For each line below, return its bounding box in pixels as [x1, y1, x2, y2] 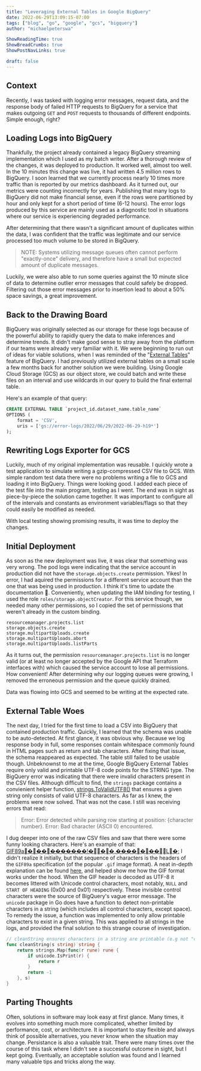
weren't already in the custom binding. [6, 608, 101, 615]
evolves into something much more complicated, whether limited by [6, 1019, 173, 1027]
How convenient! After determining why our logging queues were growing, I [6, 671, 193, 678]
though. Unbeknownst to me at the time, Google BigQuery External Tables [6, 760, 188, 767]
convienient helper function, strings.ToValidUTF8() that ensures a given [6, 786, 182, 792]
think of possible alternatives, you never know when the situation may [6, 1032, 178, 1039]
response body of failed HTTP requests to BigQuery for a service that [6, 103, 178, 110]
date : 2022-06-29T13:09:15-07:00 [6, 14, 90, 20]
